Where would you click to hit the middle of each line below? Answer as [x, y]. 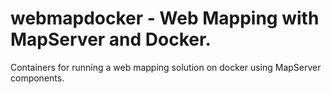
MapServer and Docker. [111, 39]
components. [37, 78]
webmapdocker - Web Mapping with [165, 18]
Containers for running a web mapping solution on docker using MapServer [166, 67]
